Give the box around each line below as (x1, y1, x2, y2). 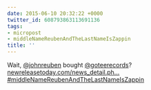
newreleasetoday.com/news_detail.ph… (7, 68, 120, 76)
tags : (7, 23, 23, 30)
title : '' (7, 42, 36, 49)
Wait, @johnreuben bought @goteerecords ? (7, 61, 132, 69)
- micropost (7, 29, 41, 36)
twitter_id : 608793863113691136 (7, 16, 100, 23)
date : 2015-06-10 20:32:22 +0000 (7, 10, 103, 17)
